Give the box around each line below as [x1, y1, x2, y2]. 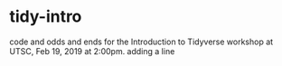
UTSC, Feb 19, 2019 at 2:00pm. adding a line [9, 45, 175, 56]
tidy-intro [9, 6, 82, 27]
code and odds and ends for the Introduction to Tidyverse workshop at [9, 36, 274, 47]
